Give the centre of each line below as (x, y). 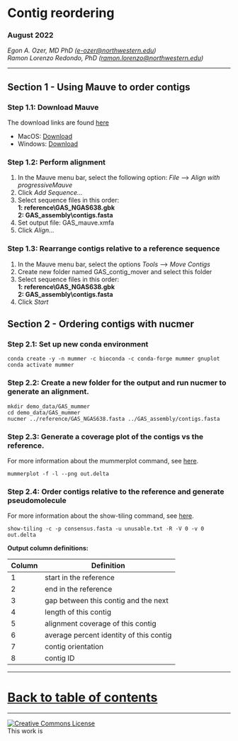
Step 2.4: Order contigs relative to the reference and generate (116, 492)
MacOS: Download (45, 137)
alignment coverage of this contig (101, 623)
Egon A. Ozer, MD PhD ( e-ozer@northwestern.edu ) (82, 50)
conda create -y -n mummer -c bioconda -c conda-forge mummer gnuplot (114, 359)
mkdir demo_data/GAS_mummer (49, 406)
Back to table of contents (83, 697)
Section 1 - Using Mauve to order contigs (99, 87)
